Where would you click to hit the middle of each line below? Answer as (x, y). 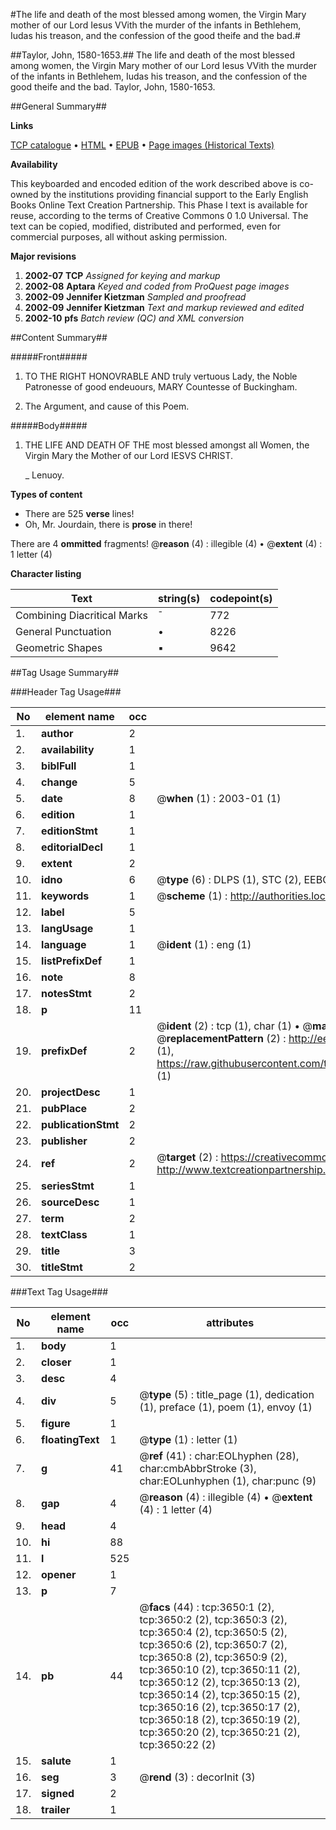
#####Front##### (49, 357)
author (57, 733)
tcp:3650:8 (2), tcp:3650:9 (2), (213, 1657)
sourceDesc (70, 1202)
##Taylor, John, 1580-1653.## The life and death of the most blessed (152, 55)
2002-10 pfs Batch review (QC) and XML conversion (134, 318)
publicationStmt (80, 1124)
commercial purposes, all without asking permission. (119, 237)
